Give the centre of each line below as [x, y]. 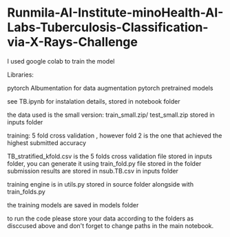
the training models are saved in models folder [73, 205]
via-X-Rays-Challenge [72, 42]
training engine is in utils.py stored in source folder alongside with [101, 184]
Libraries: [21, 75]
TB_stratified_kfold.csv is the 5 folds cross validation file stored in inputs [109, 156]
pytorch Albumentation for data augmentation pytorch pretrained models [110, 88]
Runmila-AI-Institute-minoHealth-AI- [115, 13]
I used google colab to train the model [61, 61]
